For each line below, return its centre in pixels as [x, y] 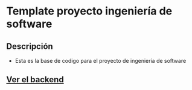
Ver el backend [35, 80]
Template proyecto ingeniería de [89, 11]
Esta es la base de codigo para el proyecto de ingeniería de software [101, 61]
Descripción [30, 46]
